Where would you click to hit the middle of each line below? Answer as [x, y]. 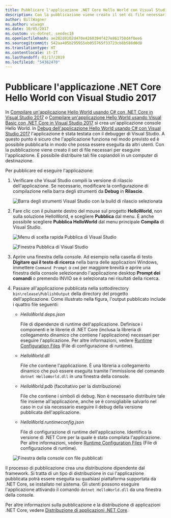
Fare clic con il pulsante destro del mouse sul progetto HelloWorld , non [87, 211]
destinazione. [20, 161]
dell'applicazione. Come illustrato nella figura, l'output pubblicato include [89, 299]
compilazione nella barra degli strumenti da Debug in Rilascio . [78, 191]
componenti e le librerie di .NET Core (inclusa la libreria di [81, 330]
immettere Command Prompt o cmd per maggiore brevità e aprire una [82, 268]
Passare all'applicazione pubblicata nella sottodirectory [70, 289]
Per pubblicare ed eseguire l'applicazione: [50, 170]
